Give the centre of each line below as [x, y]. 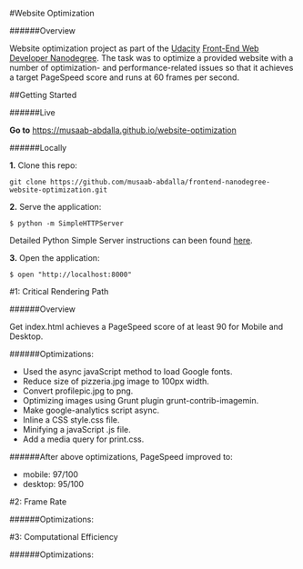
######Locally [38, 148]
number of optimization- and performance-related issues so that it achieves [151, 68]
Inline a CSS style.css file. [71, 420]
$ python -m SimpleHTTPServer [67, 224]
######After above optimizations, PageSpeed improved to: [121, 457]
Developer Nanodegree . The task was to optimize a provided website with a [151, 58]
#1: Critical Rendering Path [59, 291]
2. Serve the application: [56, 207]
